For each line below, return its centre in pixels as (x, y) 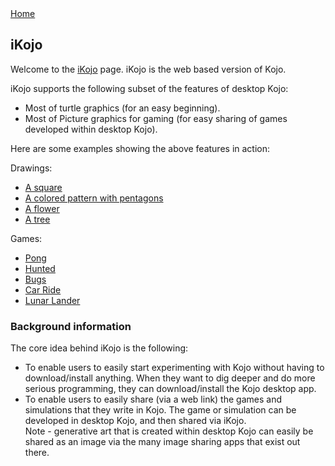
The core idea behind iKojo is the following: (99, 348)
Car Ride (43, 289)
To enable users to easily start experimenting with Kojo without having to (174, 368)
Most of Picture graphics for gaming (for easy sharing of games (156, 118)
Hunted (40, 268)
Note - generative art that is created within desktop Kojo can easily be (169, 431)
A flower (42, 208)
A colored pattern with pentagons (94, 198)
